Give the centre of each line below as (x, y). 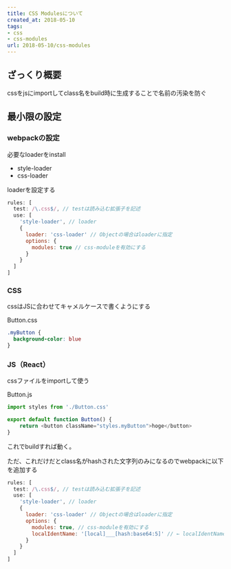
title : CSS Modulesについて (45, 13)
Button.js (20, 395)
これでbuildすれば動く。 (41, 446)
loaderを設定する (31, 189)
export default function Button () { (59, 420)
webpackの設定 (33, 138)
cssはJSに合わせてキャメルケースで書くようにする (79, 306)
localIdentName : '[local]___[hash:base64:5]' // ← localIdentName (129, 534)
